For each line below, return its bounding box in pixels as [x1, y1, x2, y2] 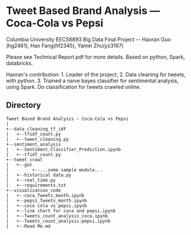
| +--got [6, 162, 33, 168]
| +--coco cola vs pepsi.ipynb [6, 203, 87, 209]
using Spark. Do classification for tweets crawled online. [6, 83, 142, 90]
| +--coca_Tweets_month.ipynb [6, 192, 84, 198]
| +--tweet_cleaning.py [6, 136, 69, 142]
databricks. [6, 60, 33, 67]
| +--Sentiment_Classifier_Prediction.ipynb [6, 146, 121, 153]
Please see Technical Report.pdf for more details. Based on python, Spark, [6, 53, 185, 60]
